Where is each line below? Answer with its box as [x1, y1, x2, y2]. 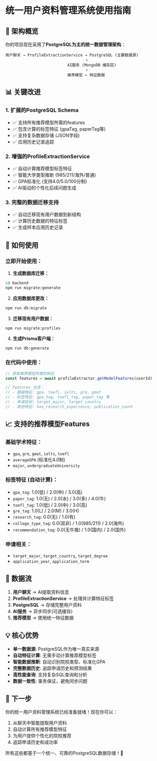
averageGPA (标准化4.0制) [12, 457, 66, 463]
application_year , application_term [12, 558, 89, 565]
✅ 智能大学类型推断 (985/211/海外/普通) [12, 172, 96, 178]
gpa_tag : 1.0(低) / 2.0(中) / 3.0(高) [12, 489, 83, 495]
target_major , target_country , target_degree [12, 553, 108, 559]
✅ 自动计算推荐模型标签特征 [12, 165, 72, 171]
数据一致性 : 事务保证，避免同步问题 [12, 678, 88, 684]
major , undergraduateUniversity [12, 462, 81, 468]
